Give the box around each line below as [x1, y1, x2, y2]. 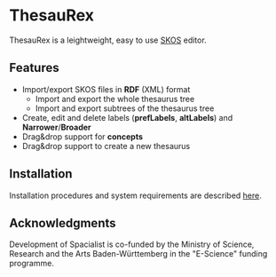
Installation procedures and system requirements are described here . [9, 190, 262, 201]
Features [9, 60, 59, 75]
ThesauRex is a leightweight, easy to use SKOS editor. [9, 35, 207, 45]
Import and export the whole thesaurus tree [35, 93, 195, 104]
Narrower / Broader [21, 122, 91, 132]
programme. [9, 258, 55, 269]
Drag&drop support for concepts [21, 131, 144, 142]
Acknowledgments [9, 215, 117, 231]
